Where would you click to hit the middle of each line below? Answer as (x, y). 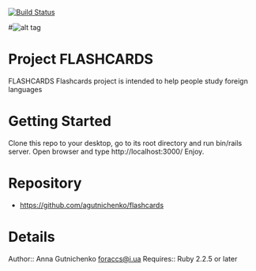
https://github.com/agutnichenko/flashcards (92, 205)
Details (32, 237)
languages (25, 89)
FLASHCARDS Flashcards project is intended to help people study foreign (128, 81)
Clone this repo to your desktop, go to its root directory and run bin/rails (125, 143)
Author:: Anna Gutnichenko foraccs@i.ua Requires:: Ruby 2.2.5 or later (123, 258)
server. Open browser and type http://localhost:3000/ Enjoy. (106, 151)
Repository (45, 183)
